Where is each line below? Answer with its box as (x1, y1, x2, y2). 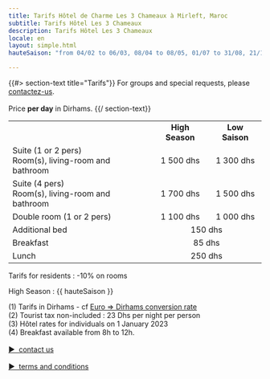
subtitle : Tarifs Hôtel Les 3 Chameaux (8, 19, 142, 27)
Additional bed (12, 224, 67, 235)
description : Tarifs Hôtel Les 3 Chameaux (8, 26, 153, 35)
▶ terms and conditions (8, 362, 89, 371)
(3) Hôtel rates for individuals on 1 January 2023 (8, 319, 169, 328)
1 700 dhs (160, 188, 200, 199)
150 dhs (190, 224, 223, 235)
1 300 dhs (215, 155, 256, 165)
